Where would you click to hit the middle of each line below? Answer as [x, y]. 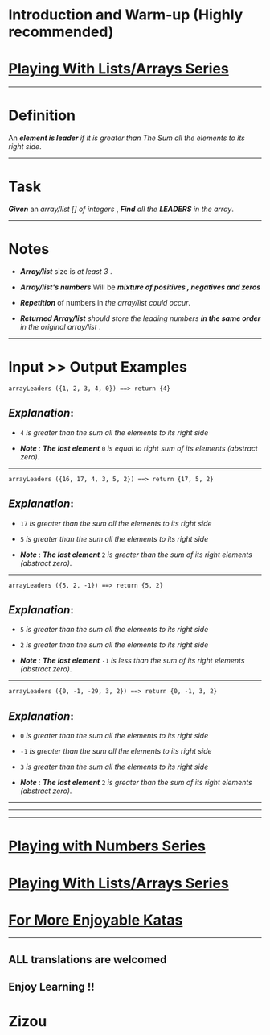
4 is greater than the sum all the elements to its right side [114, 432]
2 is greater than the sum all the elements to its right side [114, 645]
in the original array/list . [61, 326]
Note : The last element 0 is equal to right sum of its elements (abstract [139, 448]
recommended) [61, 32]
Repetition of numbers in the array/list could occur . [105, 302]
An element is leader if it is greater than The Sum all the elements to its [127, 138]
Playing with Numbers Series [107, 846]
